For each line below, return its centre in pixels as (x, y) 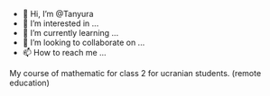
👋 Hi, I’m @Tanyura (58, 14)
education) (29, 83)
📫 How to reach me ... (64, 52)
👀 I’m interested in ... (61, 23)
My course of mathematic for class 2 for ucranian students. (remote (135, 73)
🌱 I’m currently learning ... (70, 33)
